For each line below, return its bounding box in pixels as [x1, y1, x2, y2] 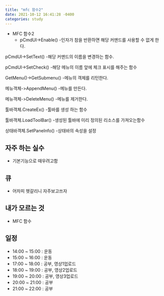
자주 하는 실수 [5, 144, 45, 152]
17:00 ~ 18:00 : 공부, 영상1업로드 [12, 261, 76, 267]
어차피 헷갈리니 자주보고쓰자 [12, 188, 68, 194]
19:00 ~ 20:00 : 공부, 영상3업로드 [12, 273, 79, 279]
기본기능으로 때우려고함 [12, 158, 58, 164]
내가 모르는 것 [5, 204, 45, 212]
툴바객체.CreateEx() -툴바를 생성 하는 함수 [5, 106, 87, 112]
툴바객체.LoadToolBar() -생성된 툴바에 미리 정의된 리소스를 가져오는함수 [5, 117, 145, 123]
